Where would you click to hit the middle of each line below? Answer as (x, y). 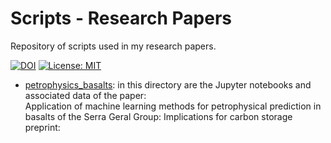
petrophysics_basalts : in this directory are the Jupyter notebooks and (168, 84)
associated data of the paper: (85, 95)
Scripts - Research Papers (121, 18)
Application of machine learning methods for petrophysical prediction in (173, 106)
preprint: (42, 127)
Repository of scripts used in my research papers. (113, 46)
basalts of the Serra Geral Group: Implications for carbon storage (158, 116)
